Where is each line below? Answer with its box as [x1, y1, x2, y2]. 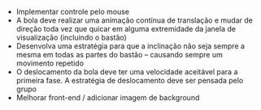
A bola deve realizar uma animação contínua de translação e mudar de [15, 15, 254, 25]
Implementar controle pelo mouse [15, 7, 130, 16]
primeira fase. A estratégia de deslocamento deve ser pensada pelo [15, 76, 244, 85]
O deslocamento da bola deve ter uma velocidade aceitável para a [15, 67, 238, 76]
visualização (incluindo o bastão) [15, 32, 128, 42]
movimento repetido [15, 58, 84, 68]
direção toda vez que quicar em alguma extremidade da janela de [15, 24, 236, 33]
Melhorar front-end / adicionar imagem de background [15, 93, 200, 102]
